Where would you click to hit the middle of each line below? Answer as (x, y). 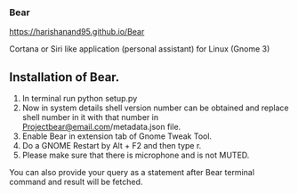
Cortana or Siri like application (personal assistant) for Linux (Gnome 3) (140, 49)
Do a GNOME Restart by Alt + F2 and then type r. (112, 146)
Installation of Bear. (64, 77)
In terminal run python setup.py (80, 99)
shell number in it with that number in (90, 117)
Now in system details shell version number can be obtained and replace (155, 108)
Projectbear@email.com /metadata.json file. (101, 127)
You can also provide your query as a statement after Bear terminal (132, 173)
